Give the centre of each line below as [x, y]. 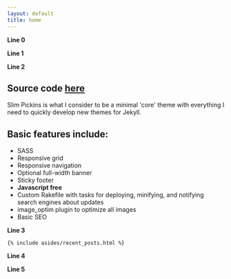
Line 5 [16, 269]
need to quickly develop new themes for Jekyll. [74, 112]
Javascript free [39, 188]
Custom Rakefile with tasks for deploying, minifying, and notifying [111, 195]
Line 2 [16, 66]
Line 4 [16, 256]
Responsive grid [40, 158]
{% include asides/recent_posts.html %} [66, 243]
